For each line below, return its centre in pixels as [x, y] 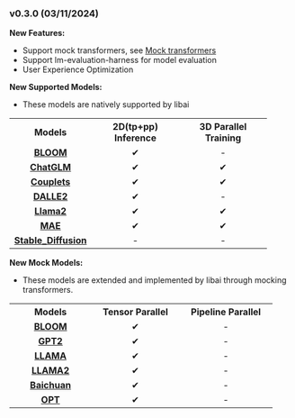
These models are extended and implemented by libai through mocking [154, 280]
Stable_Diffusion [50, 241]
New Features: [37, 33]
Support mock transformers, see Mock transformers [119, 50]
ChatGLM [51, 168]
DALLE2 [50, 196]
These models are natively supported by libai [106, 104]
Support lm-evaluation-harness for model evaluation [120, 60]
